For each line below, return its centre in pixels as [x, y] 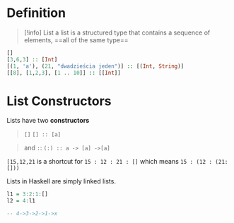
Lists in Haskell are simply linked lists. [61, 181]
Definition [36, 13]
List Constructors [59, 101]
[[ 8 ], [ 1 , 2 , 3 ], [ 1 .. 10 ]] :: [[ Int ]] [64, 73]
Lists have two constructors [48, 121]
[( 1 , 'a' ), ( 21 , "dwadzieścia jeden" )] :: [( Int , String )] [95, 66]
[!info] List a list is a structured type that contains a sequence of [117, 32]
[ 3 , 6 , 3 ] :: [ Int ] [32, 59]
